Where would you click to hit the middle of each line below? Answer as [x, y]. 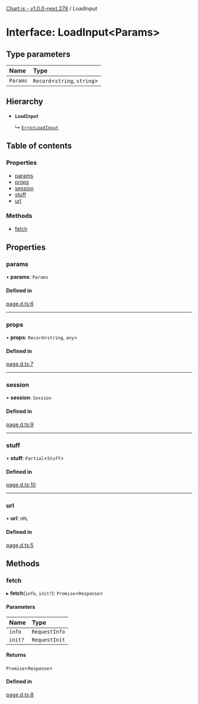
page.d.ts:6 [20, 304]
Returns [16, 655]
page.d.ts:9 [20, 424]
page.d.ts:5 [20, 545]
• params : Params [27, 277]
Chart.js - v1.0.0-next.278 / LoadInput [52, 9]
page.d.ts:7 [20, 364]
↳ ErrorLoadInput [37, 127]
